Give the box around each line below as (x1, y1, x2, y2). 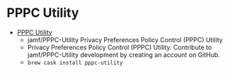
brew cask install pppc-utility (27, 59, 123, 66)
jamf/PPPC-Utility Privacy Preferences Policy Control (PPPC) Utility (27, 35, 224, 44)
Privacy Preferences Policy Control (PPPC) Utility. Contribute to (27, 43, 212, 51)
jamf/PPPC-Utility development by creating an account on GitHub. (27, 51, 220, 59)
